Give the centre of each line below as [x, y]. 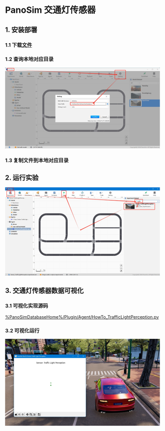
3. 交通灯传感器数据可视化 [44, 291]
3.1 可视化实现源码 [27, 306]
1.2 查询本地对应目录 [29, 59]
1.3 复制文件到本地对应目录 [37, 161]
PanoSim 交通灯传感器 [50, 10]
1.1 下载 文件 [19, 45]
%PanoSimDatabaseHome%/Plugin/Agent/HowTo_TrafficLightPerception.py [82, 317]
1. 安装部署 [21, 30]
